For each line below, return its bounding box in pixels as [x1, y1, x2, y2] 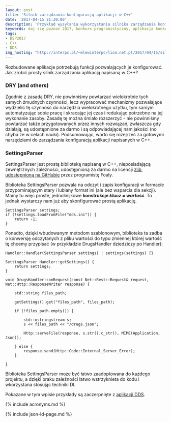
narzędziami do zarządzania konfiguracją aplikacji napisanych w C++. [5, 137, 152, 143]
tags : [5, 31, 17, 36]
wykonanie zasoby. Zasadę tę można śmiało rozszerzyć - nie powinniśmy [5, 115, 159, 121]
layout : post [5, 7, 33, 13]
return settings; [14, 264, 51, 269]
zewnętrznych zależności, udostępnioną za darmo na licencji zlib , [5, 166, 143, 173]
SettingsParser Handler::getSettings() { [5, 260, 95, 265]
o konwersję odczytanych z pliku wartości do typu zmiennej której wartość [5, 235, 162, 242]
